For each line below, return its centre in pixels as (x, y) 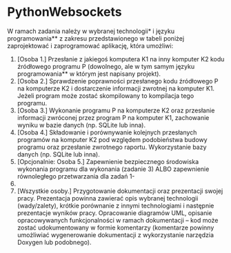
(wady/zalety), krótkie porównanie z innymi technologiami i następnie (115, 205)
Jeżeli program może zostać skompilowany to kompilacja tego (106, 95)
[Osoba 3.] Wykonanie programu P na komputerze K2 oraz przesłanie (116, 110)
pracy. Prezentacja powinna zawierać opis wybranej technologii (108, 198)
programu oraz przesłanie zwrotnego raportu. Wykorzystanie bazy (112, 147)
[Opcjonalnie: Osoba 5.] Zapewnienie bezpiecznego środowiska (108, 161)
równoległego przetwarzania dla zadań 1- (76, 176)
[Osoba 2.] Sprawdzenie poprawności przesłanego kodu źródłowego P (118, 81)
